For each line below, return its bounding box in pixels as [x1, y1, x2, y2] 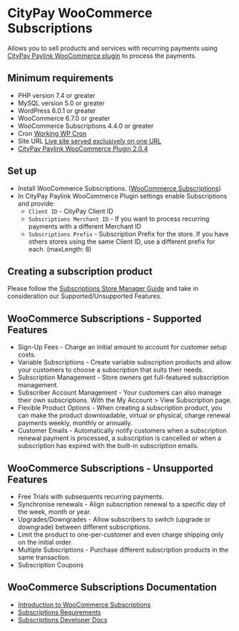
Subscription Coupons [17, 561, 84, 569]
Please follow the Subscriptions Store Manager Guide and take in [7, 284, 198, 293]
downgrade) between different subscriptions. [17, 523, 151, 531]
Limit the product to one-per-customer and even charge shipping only [17, 530, 224, 539]
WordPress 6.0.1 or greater [17, 106, 96, 115]
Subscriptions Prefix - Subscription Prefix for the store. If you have [28, 229, 230, 238]
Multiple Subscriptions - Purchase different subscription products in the [17, 545, 229, 554]
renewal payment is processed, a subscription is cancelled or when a [17, 434, 222, 442]
